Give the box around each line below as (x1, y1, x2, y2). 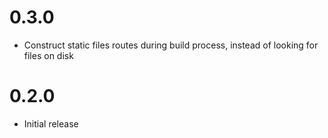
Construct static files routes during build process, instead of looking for (23, 39, 319, 51)
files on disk (23, 49, 74, 61)
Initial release (23, 117, 79, 130)
